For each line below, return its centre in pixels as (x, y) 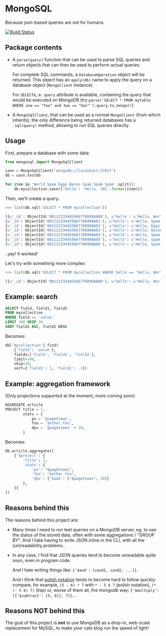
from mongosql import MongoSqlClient (44, 162)
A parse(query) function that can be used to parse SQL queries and (81, 60)
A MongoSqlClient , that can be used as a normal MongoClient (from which (86, 115)
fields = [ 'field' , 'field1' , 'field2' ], (55, 354)
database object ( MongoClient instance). (53, 85)
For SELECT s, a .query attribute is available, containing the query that (82, 94)
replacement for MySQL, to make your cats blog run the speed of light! (77, 628)
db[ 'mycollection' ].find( (32, 345)
